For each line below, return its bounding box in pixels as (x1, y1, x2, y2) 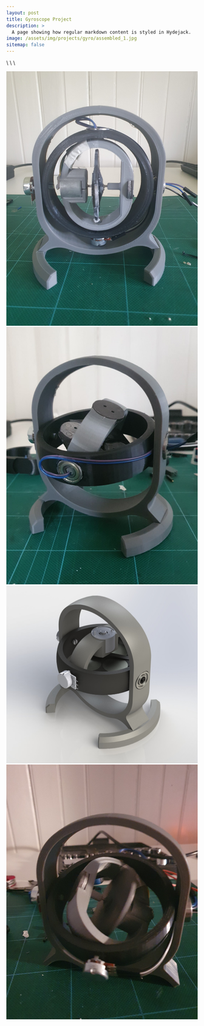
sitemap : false (6, 42, 45, 48)
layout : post (6, 10, 39, 16)
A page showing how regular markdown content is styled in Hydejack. (12, 29, 191, 35)
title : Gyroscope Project (6, 16, 72, 22)
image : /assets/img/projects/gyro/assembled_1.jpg (6, 35, 137, 42)
